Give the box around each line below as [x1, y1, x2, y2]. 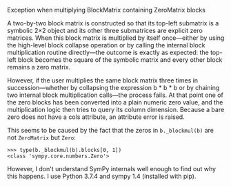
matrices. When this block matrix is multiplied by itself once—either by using [7, 34, 225, 42]
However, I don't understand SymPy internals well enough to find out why [7, 165, 216, 173]
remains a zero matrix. [7, 63, 71, 71]
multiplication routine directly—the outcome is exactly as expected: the [7, 48, 209, 56]
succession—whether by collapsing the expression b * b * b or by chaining [7, 84, 220, 91]
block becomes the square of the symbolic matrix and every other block [17, 56, 223, 64]
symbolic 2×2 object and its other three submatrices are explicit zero [7, 27, 203, 34]
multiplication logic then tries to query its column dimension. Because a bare [7, 106, 225, 113]
